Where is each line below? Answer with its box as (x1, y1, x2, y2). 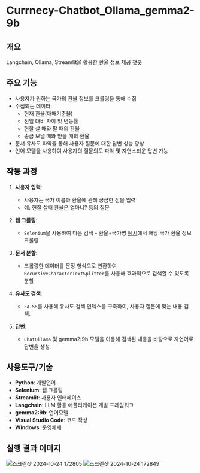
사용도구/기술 (6, 362, 53, 372)
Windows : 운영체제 (14, 424, 62, 431)
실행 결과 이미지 (6, 443, 61, 453)
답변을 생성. (23, 342, 51, 350)
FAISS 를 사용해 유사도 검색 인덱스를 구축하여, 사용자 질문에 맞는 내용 (23, 302, 183, 310)
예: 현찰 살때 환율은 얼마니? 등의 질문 (23, 204, 110, 211)
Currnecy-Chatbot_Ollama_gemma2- (6, 4, 195, 17)
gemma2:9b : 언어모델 (14, 409, 69, 416)
